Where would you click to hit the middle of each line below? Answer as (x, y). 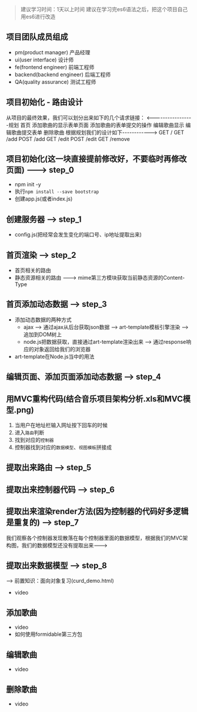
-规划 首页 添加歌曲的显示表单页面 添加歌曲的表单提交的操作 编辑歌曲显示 (95, 125)
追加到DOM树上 (43, 334)
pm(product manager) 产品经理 (52, 52)
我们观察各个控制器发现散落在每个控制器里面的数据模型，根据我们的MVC (95, 538)
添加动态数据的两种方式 (43, 319)
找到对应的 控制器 (34, 440)
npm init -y (28, 185)
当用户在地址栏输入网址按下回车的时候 (61, 425)
